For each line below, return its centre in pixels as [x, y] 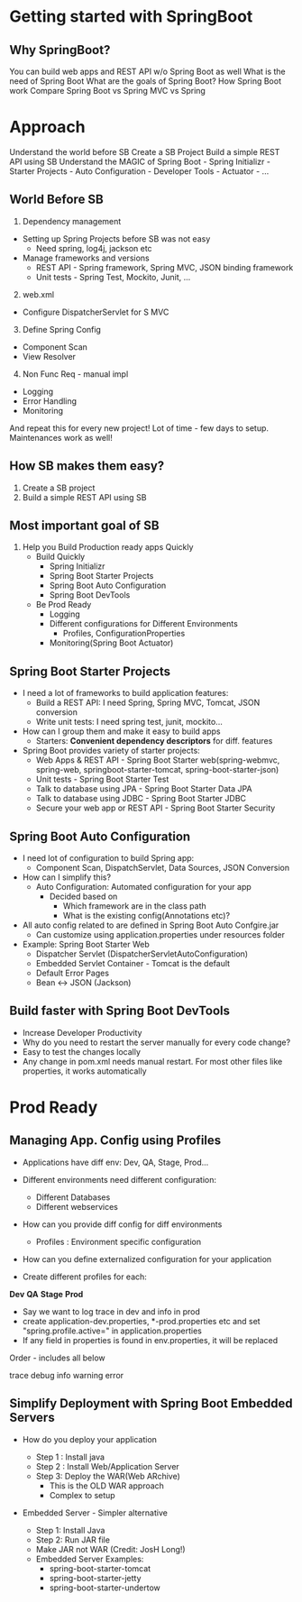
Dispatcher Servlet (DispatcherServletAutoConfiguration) [142, 954]
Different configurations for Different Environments [144, 624]
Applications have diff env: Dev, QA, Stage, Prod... [115, 1162]
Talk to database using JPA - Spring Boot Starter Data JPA [144, 789]
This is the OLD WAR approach [107, 1486]
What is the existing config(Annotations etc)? [146, 915]
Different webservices [77, 1206]
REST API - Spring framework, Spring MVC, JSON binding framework [165, 267]
